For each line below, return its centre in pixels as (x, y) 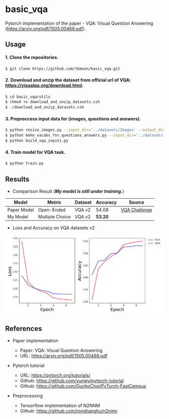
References (24, 328)
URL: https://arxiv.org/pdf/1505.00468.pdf (64, 356)
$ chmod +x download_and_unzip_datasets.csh (53, 102)
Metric (54, 202)
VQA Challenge (136, 210)
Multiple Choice (54, 217)
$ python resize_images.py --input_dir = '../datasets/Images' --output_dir (85, 130)
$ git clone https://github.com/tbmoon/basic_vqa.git (63, 69)
